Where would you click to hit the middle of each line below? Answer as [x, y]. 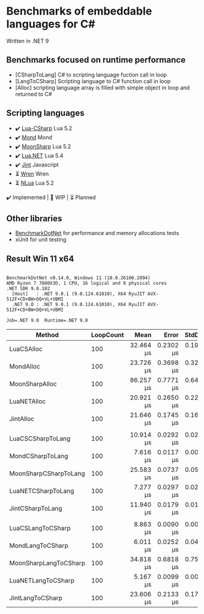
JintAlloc [22, 419]
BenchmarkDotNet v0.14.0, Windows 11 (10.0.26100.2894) [78, 278]
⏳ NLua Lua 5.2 [34, 183]
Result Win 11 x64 [40, 258]
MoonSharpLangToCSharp [47, 563]
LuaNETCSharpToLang [42, 491]
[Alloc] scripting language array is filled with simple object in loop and [102, 87]
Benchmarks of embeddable [79, 11]
